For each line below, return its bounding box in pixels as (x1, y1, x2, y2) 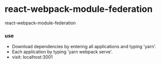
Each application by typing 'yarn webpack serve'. (11, 49, 113, 55)
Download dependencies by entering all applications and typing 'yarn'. (11, 44, 157, 50)
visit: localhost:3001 (11, 54, 53, 60)
